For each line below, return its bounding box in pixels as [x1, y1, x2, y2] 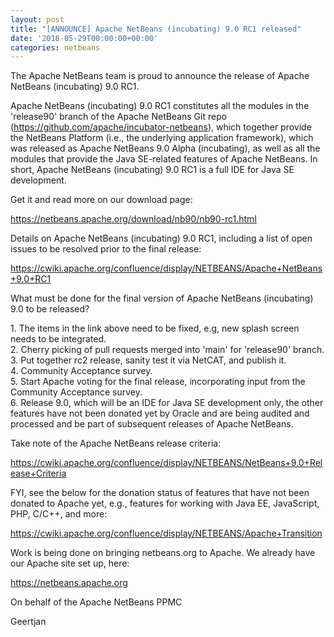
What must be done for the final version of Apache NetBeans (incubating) [10, 292, 314, 305]
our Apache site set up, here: [10, 557, 130, 570]
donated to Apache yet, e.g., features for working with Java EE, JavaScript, [10, 497, 320, 510]
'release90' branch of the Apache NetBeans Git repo [10, 111, 228, 123]
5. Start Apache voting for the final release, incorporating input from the [10, 376, 306, 388]
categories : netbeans [10, 42, 101, 53]
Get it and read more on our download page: [10, 194, 193, 206]
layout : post [10, 14, 65, 25]
